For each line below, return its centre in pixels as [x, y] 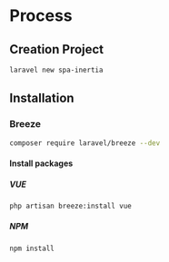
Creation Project [57, 49]
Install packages [41, 163]
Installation [42, 98]
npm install [32, 248]
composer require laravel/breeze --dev [85, 143]
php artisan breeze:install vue [70, 206]
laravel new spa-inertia [56, 70]
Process [41, 16]
